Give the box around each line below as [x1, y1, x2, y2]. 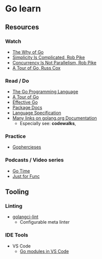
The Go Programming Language [12, 89, 79, 95]
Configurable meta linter [19, 219, 70, 225]
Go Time [12, 168, 30, 174]
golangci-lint [12, 214, 39, 220]
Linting [5, 203, 22, 210]
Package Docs [12, 105, 42, 111]
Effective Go [12, 99, 38, 105]
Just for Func [12, 173, 40, 179]
